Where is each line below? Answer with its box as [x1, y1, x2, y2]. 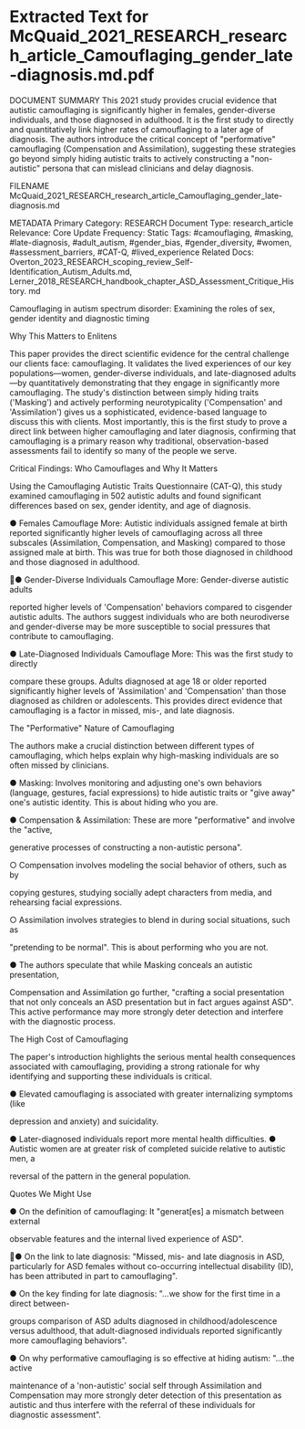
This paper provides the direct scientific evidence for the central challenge [9, 348, 290, 359]
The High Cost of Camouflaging [9, 1034, 129, 1045]
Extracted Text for [9, 6, 148, 27]
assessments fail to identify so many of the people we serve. [9, 445, 238, 456]
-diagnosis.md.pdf [9, 65, 155, 86]
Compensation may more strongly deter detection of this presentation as [9, 1390, 282, 1401]
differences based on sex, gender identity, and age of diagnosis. [9, 499, 251, 510]
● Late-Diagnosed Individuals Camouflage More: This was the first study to [9, 648, 294, 659]
